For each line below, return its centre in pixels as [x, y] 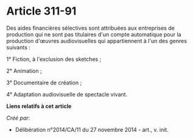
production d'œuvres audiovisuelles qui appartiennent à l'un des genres [97, 41]
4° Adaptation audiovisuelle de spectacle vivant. [67, 94]
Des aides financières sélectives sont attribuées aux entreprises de [90, 28]
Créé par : [18, 118]
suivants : [18, 47]
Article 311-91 [41, 11]
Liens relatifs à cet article [39, 106]
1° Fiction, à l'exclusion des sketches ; [54, 59]
